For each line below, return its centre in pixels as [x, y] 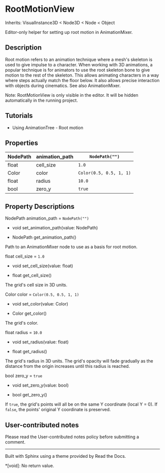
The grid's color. [22, 323]
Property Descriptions [40, 207]
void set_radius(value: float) [40, 342]
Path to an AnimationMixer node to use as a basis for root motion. [71, 247]
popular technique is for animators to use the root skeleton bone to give [78, 70]
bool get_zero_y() [30, 395]
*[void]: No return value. [30, 466]
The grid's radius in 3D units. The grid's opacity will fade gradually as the [79, 361]
